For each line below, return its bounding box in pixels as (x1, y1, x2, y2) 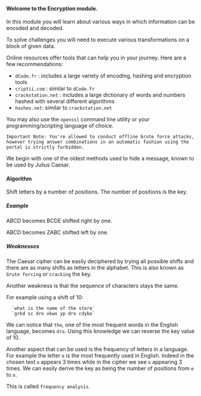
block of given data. (6, 43, 56, 50)
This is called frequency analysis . (6, 383, 91, 390)
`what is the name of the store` (11, 305, 95, 312)
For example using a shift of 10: (6, 294, 83, 301)
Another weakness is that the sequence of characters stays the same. (6, 282, 179, 290)
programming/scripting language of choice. (6, 122, 114, 129)
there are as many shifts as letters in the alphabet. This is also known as (6, 264, 184, 272)
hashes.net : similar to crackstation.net (14, 104, 112, 111)
